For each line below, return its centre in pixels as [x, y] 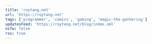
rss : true [16, 33]
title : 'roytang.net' [28, 10]
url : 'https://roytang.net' [35, 15]
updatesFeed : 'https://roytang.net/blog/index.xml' [60, 24]
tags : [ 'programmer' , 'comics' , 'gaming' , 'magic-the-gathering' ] [76, 19]
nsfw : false [18, 29]
